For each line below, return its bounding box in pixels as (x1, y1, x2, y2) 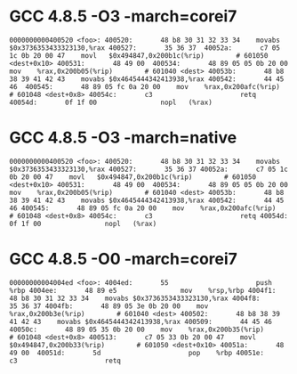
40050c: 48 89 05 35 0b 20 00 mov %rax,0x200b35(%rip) (9, 325, 265, 334)
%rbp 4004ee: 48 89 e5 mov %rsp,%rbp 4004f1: (9, 286, 277, 295)
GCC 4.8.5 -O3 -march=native (9, 127, 237, 148)
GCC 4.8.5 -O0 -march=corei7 (9, 249, 238, 269)
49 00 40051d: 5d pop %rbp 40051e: (9, 348, 265, 357)
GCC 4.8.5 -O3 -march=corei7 (9, 6, 237, 27)
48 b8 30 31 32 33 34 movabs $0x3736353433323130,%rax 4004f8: (9, 294, 261, 303)
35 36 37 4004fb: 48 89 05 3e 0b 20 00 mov (9, 301, 209, 311)
